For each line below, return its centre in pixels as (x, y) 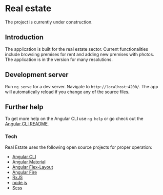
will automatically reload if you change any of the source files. (67, 92)
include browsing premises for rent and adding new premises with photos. (80, 54)
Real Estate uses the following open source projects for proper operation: (79, 147)
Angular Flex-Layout (32, 167)
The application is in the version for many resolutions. (59, 59)
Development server (37, 75)
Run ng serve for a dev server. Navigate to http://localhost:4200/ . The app (82, 86)
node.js (20, 182)
